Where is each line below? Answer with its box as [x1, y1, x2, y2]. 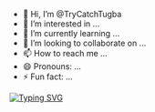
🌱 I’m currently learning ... [22, 28, 120, 38]
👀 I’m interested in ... [22, 18, 100, 29]
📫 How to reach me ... [22, 48, 108, 58]
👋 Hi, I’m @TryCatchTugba [22, 9, 122, 19]
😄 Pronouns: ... [22, 61, 82, 72]
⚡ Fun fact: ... [22, 71, 73, 82]
